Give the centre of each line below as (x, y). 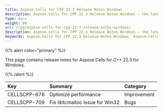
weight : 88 (16, 23)
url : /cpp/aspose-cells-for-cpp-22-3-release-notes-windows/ (68, 28)
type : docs (16, 18)
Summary (61, 86)
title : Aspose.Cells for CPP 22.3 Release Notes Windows (64, 9)
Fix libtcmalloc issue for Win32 (84, 102)
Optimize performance (75, 94)
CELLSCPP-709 (26, 102)
